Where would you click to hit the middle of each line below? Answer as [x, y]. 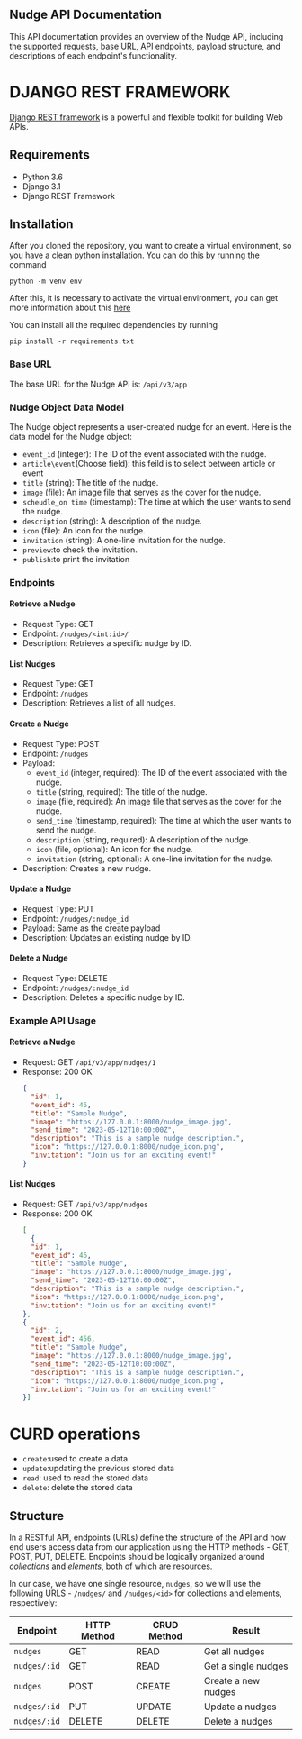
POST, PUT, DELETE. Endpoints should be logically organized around [137, 1557]
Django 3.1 [41, 186]
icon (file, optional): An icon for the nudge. [114, 849]
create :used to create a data [75, 1459]
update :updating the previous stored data [98, 1469]
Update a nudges [240, 1707]
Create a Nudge [39, 724]
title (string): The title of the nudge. [90, 482]
